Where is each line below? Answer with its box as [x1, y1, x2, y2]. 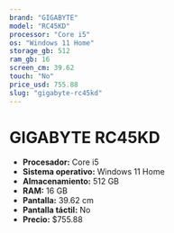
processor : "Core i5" [9, 30, 91, 39]
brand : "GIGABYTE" [9, 13, 78, 22]
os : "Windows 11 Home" [9, 38, 95, 48]
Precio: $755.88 [22, 214, 83, 225]
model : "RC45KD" [9, 22, 70, 31]
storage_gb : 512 [9, 47, 70, 56]
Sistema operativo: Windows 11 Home [22, 166, 165, 177]
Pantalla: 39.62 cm [22, 195, 95, 206]
